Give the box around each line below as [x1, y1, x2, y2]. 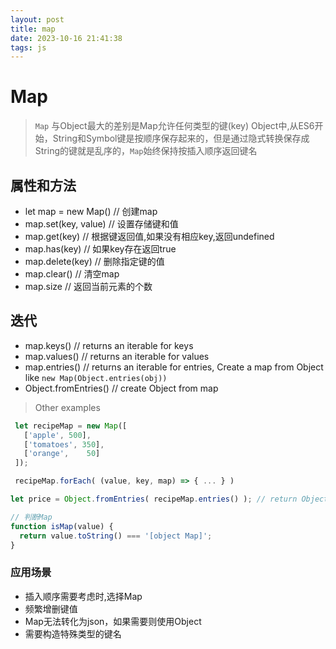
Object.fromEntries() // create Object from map [24, 382, 219, 394]
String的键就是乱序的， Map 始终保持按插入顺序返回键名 [34, 145, 258, 157]
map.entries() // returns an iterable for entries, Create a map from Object [24, 361, 324, 373]
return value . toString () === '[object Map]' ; [19, 531, 213, 541]
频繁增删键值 [24, 602, 78, 615]
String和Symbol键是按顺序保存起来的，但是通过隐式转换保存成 [52, 132, 310, 145]
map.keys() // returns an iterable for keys [24, 339, 194, 351]
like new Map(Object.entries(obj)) [24, 371, 168, 383]
